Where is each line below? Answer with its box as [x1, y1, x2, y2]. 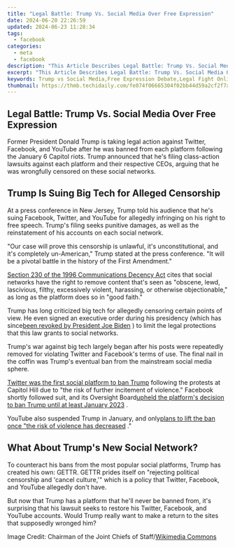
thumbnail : [7, 82, 39, 89]
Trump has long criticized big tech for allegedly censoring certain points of [7, 306, 222, 315]
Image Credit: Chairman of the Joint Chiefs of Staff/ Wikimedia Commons [7, 532, 217, 540]
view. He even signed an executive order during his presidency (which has [7, 313, 222, 322]
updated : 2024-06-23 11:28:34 [7, 23, 96, 30]
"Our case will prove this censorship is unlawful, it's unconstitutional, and [7, 242, 219, 250]
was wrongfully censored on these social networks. [7, 167, 156, 176]
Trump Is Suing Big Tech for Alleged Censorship [7, 187, 221, 200]
